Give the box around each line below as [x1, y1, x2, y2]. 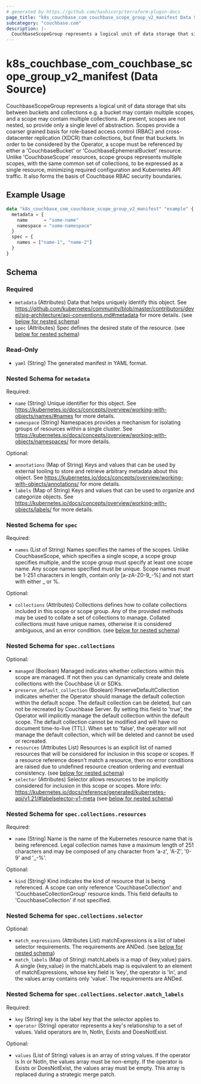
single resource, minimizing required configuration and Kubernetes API [6, 166, 181, 174]
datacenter [6, 135, 33, 142]
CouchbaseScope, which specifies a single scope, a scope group [14, 553, 176, 560]
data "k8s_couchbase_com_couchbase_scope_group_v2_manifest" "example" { [6, 205, 194, 212]
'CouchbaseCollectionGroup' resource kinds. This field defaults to [14, 890, 178, 897]
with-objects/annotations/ [14, 480, 79, 488]
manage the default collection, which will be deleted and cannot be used [14, 731, 194, 738]
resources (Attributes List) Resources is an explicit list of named [14, 743, 172, 751]
